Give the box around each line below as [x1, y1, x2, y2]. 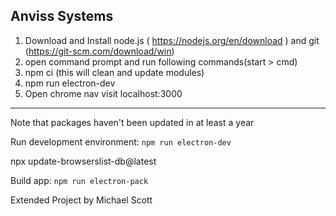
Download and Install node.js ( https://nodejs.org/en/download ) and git [24, 34, 320, 46]
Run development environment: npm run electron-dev [10, 135, 232, 148]
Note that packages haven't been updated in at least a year [10, 116, 255, 128]
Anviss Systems [10, 8, 114, 25]
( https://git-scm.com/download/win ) [24, 45, 175, 57]
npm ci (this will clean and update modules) [24, 66, 205, 78]
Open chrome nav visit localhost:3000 [24, 87, 183, 99]
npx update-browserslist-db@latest [10, 155, 157, 167]
